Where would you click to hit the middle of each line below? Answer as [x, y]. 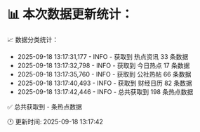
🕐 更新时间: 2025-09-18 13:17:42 [55, 121]
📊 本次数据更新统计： [70, 14]
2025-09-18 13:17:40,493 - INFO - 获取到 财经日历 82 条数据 [105, 83]
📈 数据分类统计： [33, 39]
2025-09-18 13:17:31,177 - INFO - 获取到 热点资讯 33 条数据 [103, 56]
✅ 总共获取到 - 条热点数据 [45, 107]
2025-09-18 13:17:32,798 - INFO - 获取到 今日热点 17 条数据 [104, 65]
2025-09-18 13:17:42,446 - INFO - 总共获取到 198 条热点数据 [105, 91]
